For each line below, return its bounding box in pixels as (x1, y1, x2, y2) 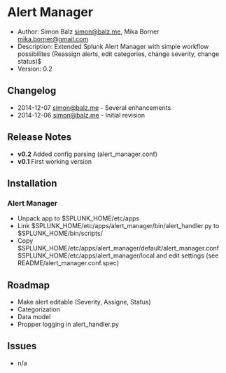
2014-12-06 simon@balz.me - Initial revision (17, 111, 146, 119)
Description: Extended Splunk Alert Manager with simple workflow (17, 42, 209, 50)
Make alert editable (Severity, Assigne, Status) (17, 298, 152, 307)
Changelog (7, 85, 57, 97)
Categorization (17, 305, 61, 314)
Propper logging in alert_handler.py (17, 320, 119, 329)
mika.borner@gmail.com (17, 34, 89, 43)
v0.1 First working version (17, 157, 92, 165)
